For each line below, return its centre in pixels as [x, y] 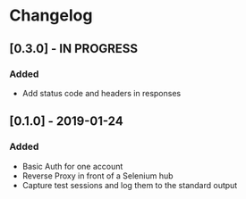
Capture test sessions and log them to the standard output [130, 185]
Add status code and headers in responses [102, 93]
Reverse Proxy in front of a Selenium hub [98, 176]
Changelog [51, 16]
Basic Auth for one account [72, 166]
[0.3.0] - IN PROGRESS [74, 49]
